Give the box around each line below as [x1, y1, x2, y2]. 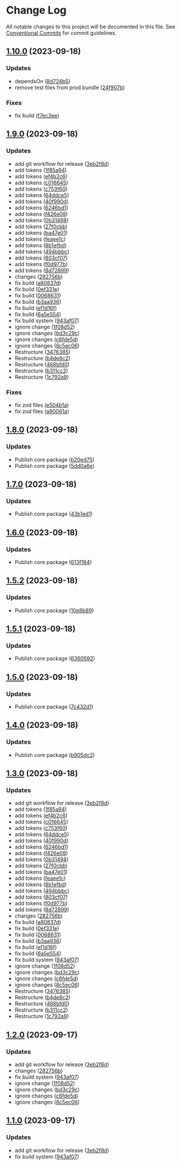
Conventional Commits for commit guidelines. [6, 29, 117, 36]
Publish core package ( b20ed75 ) [14, 456, 95, 463]
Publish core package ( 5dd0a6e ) [14, 462, 95, 469]
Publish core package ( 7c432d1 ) [14, 703, 94, 710]
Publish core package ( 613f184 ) [14, 558, 93, 565]
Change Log [6, 4, 67, 17]
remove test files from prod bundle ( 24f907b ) [14, 84, 125, 91]
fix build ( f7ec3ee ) [14, 112, 60, 119]
